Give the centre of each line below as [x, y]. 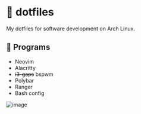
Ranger [23, 87]
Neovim [24, 61]
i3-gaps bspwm [34, 74]
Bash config [29, 93]
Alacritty [25, 68]
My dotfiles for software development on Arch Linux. [71, 28]
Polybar [24, 80]
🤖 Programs [28, 47]
